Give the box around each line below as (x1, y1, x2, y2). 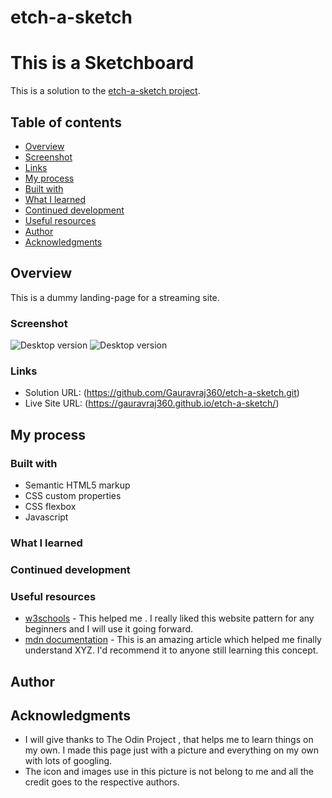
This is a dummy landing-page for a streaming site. (10, 291, 220, 303)
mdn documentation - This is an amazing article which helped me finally (24, 634, 322, 646)
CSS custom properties (24, 490, 122, 502)
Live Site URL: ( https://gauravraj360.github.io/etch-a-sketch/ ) (24, 397, 280, 410)
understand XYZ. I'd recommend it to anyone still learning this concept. (24, 644, 319, 656)
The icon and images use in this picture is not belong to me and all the (24, 766, 314, 778)
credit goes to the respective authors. (24, 776, 180, 788)
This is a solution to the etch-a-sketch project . (10, 85, 201, 97)
